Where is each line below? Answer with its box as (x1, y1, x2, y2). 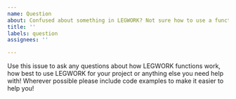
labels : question (7, 29, 58, 37)
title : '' (7, 23, 37, 30)
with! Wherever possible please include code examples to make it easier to (7, 77, 224, 85)
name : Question (7, 10, 52, 18)
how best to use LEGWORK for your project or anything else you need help (7, 70, 223, 78)
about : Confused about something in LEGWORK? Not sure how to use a (7, 17, 212, 24)
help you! (7, 84, 34, 93)
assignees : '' (7, 37, 49, 44)
